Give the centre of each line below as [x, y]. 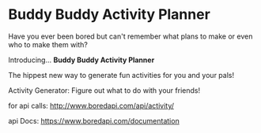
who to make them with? [48, 44]
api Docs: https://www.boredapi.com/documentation [94, 120]
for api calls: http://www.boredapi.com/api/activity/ [91, 105]
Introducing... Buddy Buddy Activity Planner [81, 60]
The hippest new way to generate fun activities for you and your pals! [121, 75]
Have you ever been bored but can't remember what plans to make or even [130, 36]
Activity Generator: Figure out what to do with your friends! [104, 90]
